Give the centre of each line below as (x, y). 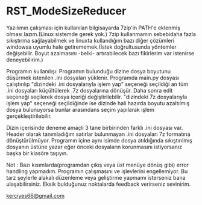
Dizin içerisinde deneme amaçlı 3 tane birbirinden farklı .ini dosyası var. (95, 127)
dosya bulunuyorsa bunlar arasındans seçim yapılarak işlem (80, 109)
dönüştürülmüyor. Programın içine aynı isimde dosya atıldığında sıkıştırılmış (99, 140)
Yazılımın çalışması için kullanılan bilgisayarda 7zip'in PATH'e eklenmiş (93, 28)
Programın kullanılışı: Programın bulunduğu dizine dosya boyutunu (88, 71)
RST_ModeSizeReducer (66, 11)
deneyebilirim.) (25, 60)
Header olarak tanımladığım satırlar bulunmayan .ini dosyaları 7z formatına (98, 134)
